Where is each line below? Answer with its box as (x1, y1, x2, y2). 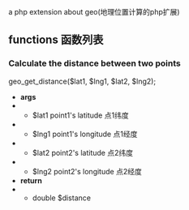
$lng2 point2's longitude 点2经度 (32, 166, 142, 176)
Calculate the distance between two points (8, 58, 181, 69)
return (19, 175, 42, 185)
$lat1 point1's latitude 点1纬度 (32, 110, 129, 120)
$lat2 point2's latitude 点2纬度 (32, 148, 134, 157)
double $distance (32, 193, 92, 203)
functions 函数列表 (8, 33, 104, 47)
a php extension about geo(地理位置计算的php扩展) (8, 7, 180, 16)
